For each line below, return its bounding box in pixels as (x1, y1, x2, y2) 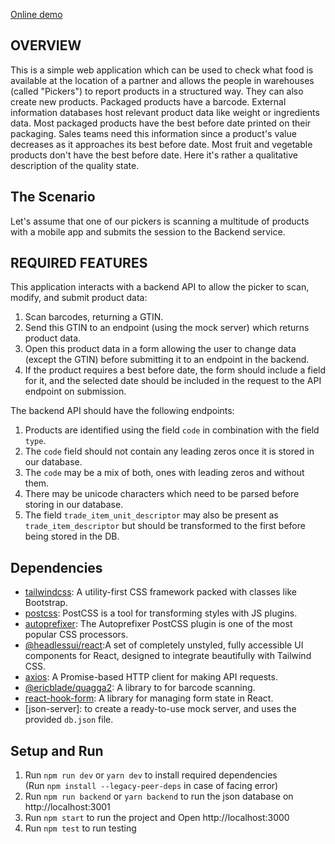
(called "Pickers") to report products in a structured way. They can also (10, 85, 304, 97)
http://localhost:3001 (24, 801, 111, 813)
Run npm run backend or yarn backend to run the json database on (24, 790, 294, 803)
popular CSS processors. (24, 629, 129, 641)
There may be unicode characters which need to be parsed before (24, 488, 300, 500)
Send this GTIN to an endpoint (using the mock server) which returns (24, 322, 310, 334)
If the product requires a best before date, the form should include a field (24, 364, 327, 376)
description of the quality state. (10, 159, 140, 171)
